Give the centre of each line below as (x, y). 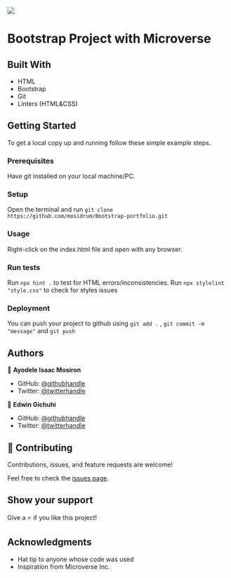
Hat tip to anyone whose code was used (75, 559)
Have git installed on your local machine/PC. (71, 176)
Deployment (29, 308)
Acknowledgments (50, 543)
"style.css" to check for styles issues (62, 290)
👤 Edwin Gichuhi (32, 405)
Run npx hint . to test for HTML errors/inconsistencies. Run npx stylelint (116, 283)
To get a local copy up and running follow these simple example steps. (109, 142)
